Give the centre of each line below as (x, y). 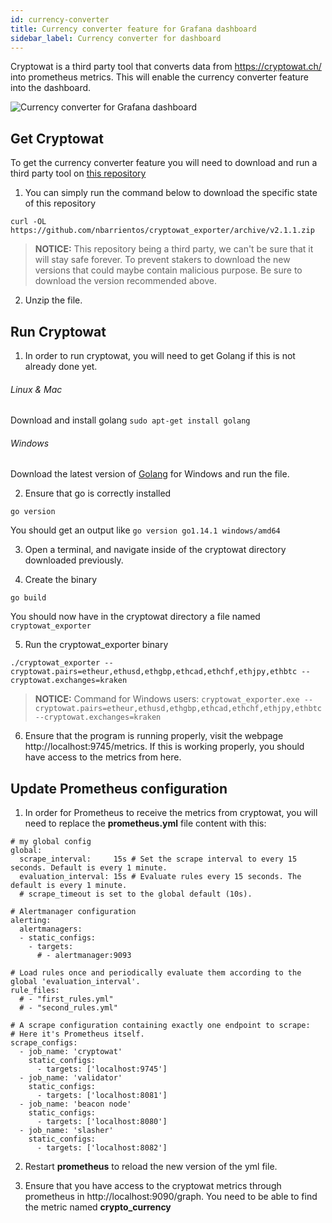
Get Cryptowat (57, 138)
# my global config (51, 842)
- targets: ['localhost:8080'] (102, 1122)
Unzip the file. (53, 300)
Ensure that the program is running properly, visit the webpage (154, 736)
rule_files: (35, 991)
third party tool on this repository (78, 173)
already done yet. (61, 366)
